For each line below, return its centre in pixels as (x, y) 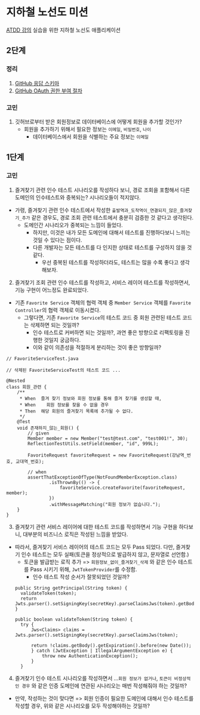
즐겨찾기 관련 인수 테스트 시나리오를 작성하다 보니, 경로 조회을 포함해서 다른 (102, 190)
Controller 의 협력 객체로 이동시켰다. (58, 310)
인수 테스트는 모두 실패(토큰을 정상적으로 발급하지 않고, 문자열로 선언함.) (105, 554)
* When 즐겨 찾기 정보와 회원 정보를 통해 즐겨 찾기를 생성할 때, (91, 398)
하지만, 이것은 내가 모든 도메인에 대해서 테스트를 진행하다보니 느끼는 (112, 232)
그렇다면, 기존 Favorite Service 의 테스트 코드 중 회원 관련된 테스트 (102, 318)
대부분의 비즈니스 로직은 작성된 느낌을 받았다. (76, 534)
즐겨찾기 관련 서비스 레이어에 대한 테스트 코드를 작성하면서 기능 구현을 (96, 526)
